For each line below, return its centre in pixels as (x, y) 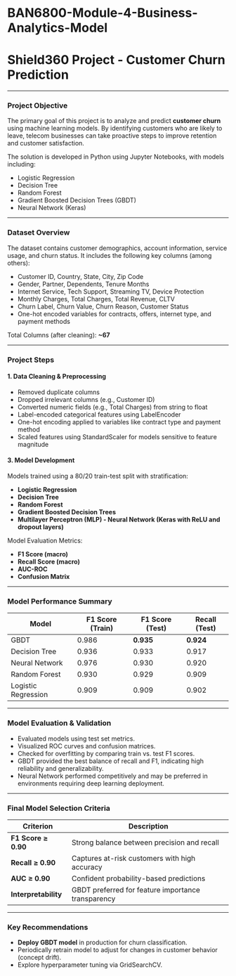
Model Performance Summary (60, 601)
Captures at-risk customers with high (133, 858)
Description (149, 826)
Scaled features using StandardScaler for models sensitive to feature (117, 436)
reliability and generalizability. (60, 768)
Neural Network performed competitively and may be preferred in (113, 776)
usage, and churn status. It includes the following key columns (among (110, 255)
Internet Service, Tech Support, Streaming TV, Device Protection (111, 291)
